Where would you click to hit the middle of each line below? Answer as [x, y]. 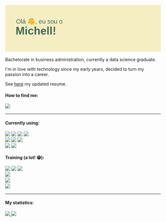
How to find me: [22, 95]
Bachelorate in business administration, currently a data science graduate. [81, 60]
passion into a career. [27, 75]
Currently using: [22, 123]
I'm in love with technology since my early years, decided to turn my [75, 69]
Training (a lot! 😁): [25, 158]
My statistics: [20, 203]
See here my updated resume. [36, 84]
